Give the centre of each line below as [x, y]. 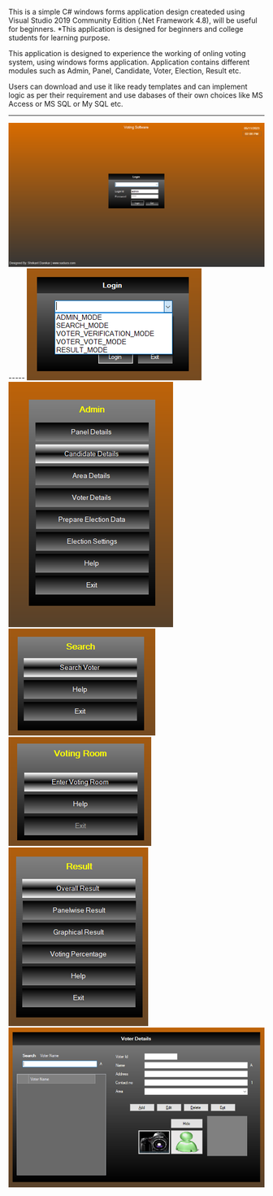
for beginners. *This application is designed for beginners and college [126, 29]
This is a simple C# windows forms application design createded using [127, 12]
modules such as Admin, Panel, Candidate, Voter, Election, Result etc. [125, 71]
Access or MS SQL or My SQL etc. [66, 104]
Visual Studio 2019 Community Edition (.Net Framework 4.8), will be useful [133, 20]
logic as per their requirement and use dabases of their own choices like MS [136, 95]
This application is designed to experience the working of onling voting [127, 53]
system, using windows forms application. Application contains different [129, 62]
